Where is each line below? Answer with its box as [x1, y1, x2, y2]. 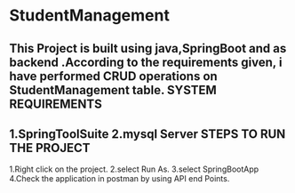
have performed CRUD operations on [9, 68, 218, 84]
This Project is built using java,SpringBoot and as [9, 41, 287, 56]
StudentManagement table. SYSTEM [9, 82, 218, 98]
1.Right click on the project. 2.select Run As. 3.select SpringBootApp [9, 164, 259, 174]
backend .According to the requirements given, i [9, 54, 283, 69]
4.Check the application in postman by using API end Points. [9, 173, 230, 184]
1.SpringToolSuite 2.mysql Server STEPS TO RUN [9, 126, 286, 141]
